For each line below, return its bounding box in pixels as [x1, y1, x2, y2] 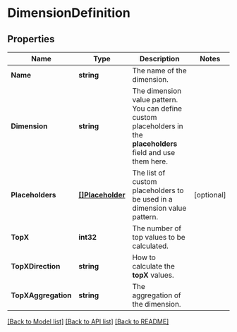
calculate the [132, 262, 175, 271]
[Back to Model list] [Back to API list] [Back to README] [7, 317, 169, 326]
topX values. [132, 270, 174, 280]
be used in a [132, 195, 173, 204]
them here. [132, 156, 168, 166]
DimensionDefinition [7, 5, 130, 21]
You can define [132, 104, 182, 113]
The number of [132, 223, 182, 233]
